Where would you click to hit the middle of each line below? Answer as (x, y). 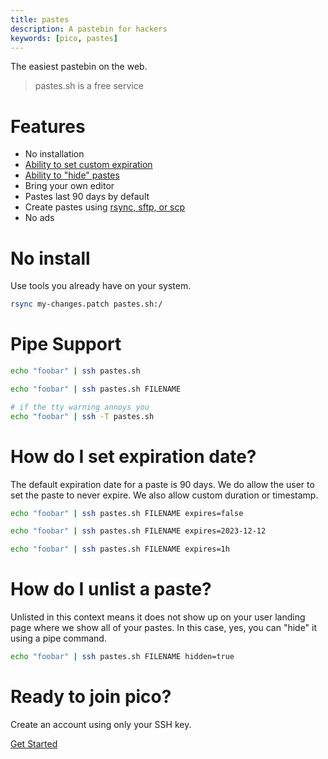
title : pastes (40, 19)
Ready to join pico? (91, 697)
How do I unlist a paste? (111, 589)
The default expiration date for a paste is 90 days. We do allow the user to (162, 484)
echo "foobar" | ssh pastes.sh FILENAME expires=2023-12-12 (138, 531)
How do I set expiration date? (133, 456)
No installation (54, 154)
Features (48, 126)
